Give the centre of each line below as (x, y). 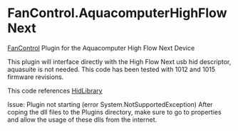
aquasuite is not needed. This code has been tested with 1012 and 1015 (112, 69)
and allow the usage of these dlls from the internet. (82, 120)
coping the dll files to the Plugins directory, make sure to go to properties (115, 112)
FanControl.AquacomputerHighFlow (117, 13)
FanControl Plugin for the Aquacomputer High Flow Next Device (101, 48)
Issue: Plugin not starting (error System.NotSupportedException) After (110, 104)
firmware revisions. (36, 77)
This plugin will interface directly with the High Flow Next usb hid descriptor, (119, 61)
